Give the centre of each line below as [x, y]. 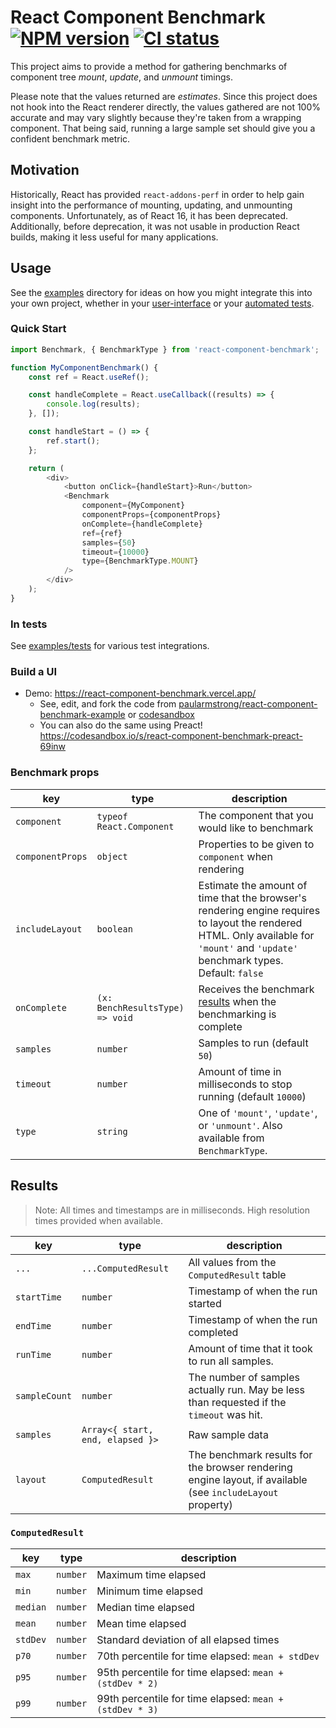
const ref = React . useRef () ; [89, 377]
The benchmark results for [250, 1454]
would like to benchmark [256, 828]
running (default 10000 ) [252, 1096]
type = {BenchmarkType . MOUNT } [140, 561]
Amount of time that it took [250, 1348]
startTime [38, 1297]
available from [231, 1138]
